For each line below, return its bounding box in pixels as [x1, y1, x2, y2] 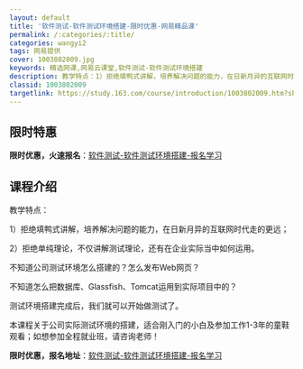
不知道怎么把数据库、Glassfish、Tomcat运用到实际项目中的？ [9, 281, 237, 292]
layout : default [9, 13, 70, 23]
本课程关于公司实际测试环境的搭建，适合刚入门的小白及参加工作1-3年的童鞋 [9, 319, 290, 330]
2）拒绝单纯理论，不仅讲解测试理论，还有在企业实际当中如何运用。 [9, 243, 260, 254]
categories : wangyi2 [9, 38, 87, 48]
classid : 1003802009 [9, 80, 87, 89]
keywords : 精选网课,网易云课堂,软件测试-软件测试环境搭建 [9, 64, 203, 73]
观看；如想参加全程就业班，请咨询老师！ [9, 331, 160, 342]
